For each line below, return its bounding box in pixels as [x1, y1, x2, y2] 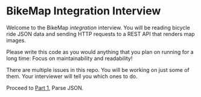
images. [6, 37, 26, 44]
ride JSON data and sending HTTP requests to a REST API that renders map [6, 30, 195, 37]
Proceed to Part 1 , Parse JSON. [6, 84, 84, 91]
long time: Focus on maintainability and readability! [6, 54, 133, 62]
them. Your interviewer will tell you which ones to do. [6, 72, 138, 80]
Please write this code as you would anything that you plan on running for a [6, 48, 194, 55]
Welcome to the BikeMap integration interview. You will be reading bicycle [6, 24, 190, 31]
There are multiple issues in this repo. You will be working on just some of [6, 66, 190, 73]
